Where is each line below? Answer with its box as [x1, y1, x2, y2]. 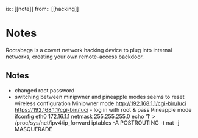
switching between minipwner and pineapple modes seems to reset [14, 93, 185, 100]
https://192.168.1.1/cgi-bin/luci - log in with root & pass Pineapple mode [14, 106, 192, 113]
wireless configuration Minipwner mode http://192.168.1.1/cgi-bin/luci [14, 100, 186, 107]
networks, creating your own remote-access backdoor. [5, 53, 144, 60]
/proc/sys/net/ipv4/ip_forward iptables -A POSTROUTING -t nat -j [14, 119, 180, 126]
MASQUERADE [14, 125, 52, 133]
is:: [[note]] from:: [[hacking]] [5, 5, 79, 12]
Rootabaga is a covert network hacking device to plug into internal [5, 46, 172, 53]
